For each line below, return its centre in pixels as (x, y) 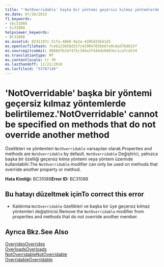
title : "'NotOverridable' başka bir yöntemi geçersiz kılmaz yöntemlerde (82, 10)
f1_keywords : (18, 19)
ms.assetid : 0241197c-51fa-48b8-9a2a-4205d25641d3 (58, 42)
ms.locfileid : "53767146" (31, 69)
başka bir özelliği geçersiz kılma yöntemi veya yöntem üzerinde (69, 159)
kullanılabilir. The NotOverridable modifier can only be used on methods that (82, 164)
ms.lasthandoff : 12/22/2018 (34, 64)
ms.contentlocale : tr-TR (30, 60)
